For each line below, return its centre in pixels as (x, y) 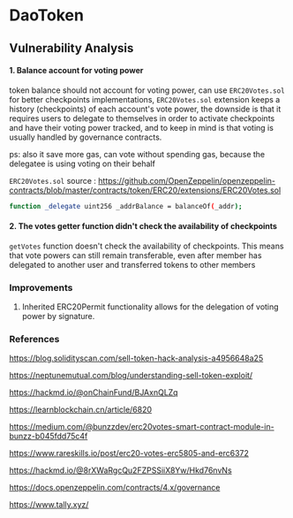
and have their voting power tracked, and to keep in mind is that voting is (141, 127)
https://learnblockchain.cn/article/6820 (81, 410)
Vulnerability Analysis (71, 48)
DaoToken (46, 15)
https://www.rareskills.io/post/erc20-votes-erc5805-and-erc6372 (129, 453)
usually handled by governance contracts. (86, 137)
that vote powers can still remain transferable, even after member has (135, 255)
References (34, 339)
